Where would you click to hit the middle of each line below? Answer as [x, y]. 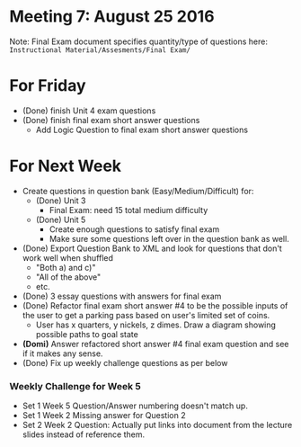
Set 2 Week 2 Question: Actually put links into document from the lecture [157, 425]
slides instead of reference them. [84, 434]
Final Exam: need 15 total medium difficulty [128, 210]
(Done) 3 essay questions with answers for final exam [122, 296]
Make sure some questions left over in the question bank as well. [169, 238]
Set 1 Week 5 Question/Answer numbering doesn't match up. [135, 406]
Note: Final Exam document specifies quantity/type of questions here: [138, 41]
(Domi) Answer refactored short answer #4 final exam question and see [155, 344]
